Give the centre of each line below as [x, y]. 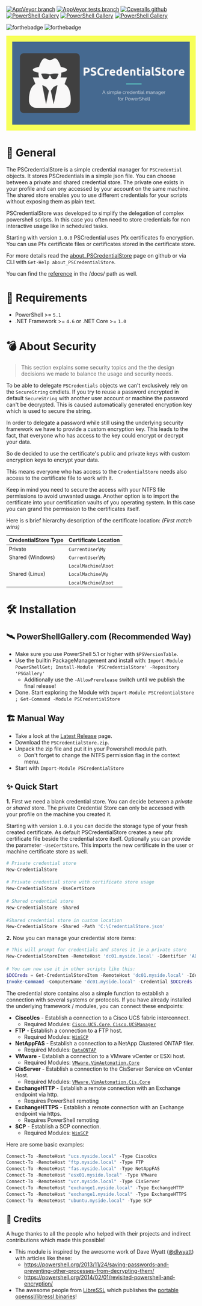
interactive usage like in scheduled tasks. [57, 226]
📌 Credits [24, 1219]
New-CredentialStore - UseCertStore [51, 889]
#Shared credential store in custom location [64, 920]
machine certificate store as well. [47, 851]
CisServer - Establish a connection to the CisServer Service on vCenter [104, 1069]
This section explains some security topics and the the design [97, 367]
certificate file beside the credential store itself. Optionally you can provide [99, 838]
